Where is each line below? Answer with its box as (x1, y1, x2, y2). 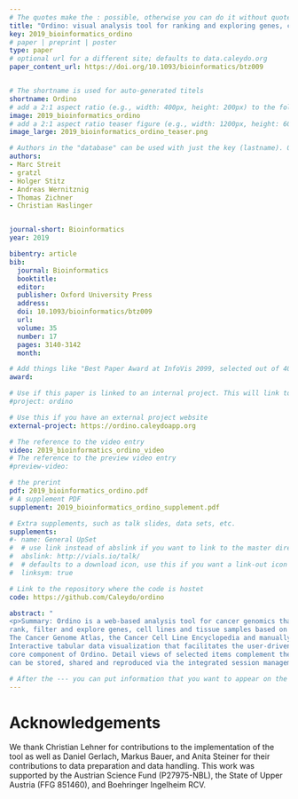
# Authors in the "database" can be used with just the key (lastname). (9, 144, 284, 153)
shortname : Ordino (9, 94, 77, 103)
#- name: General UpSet (9, 535, 98, 544)
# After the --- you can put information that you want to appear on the (9, 674, 288, 684)
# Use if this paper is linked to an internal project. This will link (9, 389, 279, 398)
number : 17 (17, 332, 58, 341)
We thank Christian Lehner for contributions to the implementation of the (9, 742, 275, 753)
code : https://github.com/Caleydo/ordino (9, 592, 165, 602)
